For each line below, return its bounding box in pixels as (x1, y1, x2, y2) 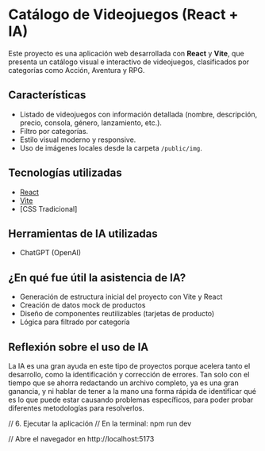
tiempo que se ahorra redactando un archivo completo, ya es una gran (8, 378, 240, 388)
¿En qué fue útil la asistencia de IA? (8, 271, 186, 285)
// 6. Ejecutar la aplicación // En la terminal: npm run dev (8, 419, 192, 428)
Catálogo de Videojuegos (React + (8, 6, 239, 24)
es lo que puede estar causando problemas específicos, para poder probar (8, 395, 254, 404)
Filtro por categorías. (19, 126, 89, 136)
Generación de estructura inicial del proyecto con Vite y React (19, 292, 223, 302)
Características (8, 89, 86, 102)
